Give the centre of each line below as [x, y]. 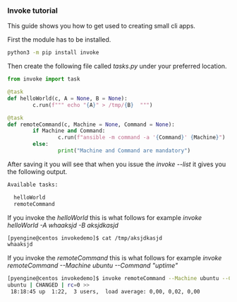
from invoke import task [44, 79]
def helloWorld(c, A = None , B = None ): [68, 98]
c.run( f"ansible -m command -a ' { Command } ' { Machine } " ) [141, 138]
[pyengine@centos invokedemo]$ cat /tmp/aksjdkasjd [85, 238]
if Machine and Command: [69, 131]
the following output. [37, 171]
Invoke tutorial [32, 11]
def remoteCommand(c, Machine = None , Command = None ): [91, 124]
